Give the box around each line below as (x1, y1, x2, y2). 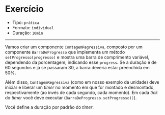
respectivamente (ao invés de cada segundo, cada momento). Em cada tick (5, 89, 158, 96)
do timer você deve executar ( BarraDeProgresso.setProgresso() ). (5, 95, 137, 100)
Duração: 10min (12, 30, 43, 36)
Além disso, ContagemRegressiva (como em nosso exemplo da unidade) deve (5, 79, 160, 85)
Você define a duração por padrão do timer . (5, 104, 94, 110)
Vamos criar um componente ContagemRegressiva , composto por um (5, 44, 143, 50)
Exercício (5, 3, 44, 15)
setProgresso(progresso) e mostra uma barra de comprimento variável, (5, 54, 150, 60)
